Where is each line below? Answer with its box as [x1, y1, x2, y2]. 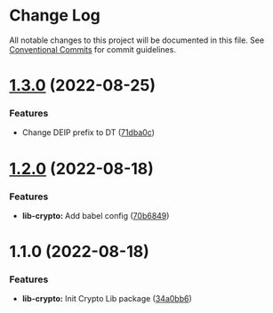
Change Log [9, 5, 100, 26]
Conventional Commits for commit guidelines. [9, 44, 176, 54]
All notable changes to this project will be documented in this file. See [9, 35, 265, 45]
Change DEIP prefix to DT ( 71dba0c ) [21, 127, 156, 138]
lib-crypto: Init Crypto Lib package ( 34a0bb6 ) [21, 293, 193, 304]
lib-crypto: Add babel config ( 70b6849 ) [21, 210, 170, 221]
